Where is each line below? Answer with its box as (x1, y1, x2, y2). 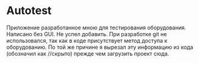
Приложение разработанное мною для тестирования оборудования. (6, 24, 186, 31)
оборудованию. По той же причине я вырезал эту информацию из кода (6, 43, 194, 51)
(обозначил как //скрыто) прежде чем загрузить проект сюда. (6, 50, 170, 57)
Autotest (6, 4, 52, 18)
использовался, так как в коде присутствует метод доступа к (6, 37, 168, 44)
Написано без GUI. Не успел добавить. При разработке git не (6, 30, 167, 37)
